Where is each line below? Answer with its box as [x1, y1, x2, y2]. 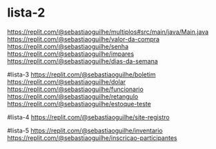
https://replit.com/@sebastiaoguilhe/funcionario [7, 85, 144, 93]
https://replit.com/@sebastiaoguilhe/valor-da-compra [7, 34, 160, 43]
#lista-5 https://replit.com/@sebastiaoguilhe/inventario [7, 126, 164, 135]
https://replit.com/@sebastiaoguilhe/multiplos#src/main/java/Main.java [7, 28, 209, 36]
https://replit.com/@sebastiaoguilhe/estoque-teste [7, 99, 152, 108]
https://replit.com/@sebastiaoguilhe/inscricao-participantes [7, 133, 177, 142]
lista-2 [7, 5, 46, 21]
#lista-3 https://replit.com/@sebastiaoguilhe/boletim [7, 70, 156, 79]
